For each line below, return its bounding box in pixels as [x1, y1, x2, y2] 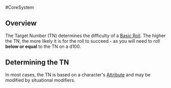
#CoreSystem [5, 5, 34, 10]
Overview [5, 19, 37, 27]
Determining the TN [5, 58, 69, 67]
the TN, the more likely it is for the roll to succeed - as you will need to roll [5, 38, 160, 44]
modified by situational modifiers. [5, 77, 75, 83]
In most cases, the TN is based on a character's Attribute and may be [5, 71, 151, 78]
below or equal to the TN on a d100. [5, 43, 81, 49]
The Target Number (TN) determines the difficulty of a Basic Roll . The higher [5, 33, 166, 39]
